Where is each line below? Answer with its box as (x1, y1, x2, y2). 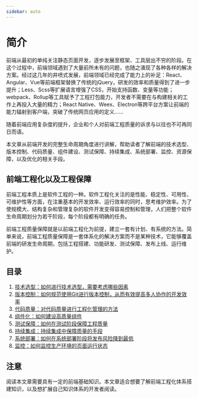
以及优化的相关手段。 (16, 155, 68, 162)
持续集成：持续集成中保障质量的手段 (14, 328, 103, 335)
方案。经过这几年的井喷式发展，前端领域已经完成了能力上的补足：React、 (6, 71, 186, 78)
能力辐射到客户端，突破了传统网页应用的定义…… (6, 108, 124, 115)
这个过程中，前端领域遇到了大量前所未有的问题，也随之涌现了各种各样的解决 (6, 64, 192, 71)
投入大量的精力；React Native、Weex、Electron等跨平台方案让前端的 (21, 101, 190, 108)
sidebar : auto (6, 8, 41, 15)
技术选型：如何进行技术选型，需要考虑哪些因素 (14, 284, 128, 291)
